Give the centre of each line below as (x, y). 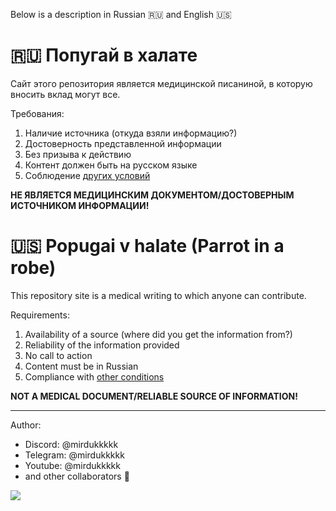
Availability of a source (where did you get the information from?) (158, 334)
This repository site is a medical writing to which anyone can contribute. (158, 295)
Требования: (37, 113)
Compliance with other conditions (94, 376)
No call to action (58, 355)
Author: (26, 425)
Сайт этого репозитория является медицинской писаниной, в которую (161, 83)
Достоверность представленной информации (123, 143)
